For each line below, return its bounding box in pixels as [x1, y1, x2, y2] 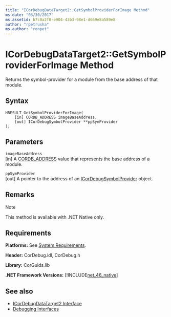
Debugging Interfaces [12, 306, 59, 312]
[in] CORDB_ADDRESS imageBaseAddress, [14, 115, 97, 120]
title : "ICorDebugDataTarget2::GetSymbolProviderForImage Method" [5, 7, 150, 13]
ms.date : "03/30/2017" [5, 12, 54, 17]
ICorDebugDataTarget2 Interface [12, 301, 82, 307]
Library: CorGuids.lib [5, 262, 50, 268]
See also [5, 287, 33, 295]
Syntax [5, 97, 29, 105]
